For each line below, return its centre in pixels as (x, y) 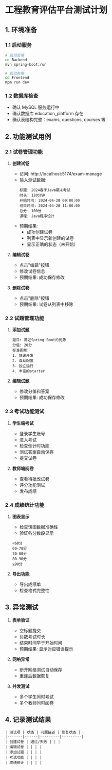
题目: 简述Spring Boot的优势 (39, 340)
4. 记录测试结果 (28, 720)
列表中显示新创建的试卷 (50, 238)
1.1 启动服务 (19, 45)
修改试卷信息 (32, 271)
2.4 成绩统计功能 (25, 505)
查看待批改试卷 (34, 479)
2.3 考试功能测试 (25, 411)
